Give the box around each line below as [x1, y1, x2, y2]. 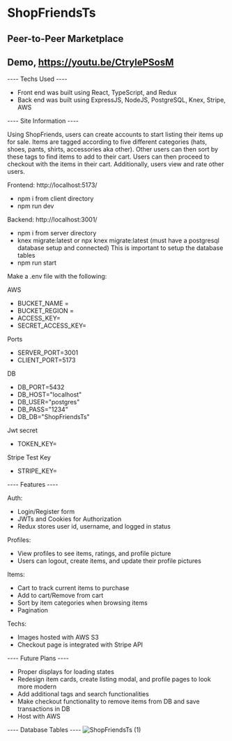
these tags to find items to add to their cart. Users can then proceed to [7, 152, 210, 161]
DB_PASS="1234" [17, 405, 68, 413]
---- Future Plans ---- [7, 654, 70, 663]
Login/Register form [17, 508, 75, 516]
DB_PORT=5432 [17, 383, 65, 392]
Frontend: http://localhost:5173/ [7, 181, 98, 189]
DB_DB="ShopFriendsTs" [17, 413, 91, 421]
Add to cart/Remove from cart [17, 592, 104, 600]
